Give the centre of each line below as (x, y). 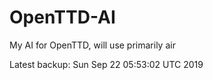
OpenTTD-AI (62, 17)
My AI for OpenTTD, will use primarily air (92, 45)
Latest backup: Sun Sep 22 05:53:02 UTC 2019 (106, 64)
